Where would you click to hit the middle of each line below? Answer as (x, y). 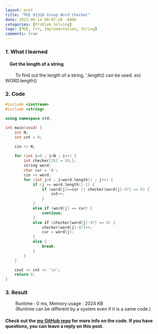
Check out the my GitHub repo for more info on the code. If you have (79, 321)
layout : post (19, 10)
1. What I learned (26, 52)
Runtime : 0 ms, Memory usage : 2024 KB (59, 304)
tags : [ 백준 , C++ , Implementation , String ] (51, 29)
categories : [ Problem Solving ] (39, 24)
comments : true (21, 34)
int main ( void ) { (24, 128)
